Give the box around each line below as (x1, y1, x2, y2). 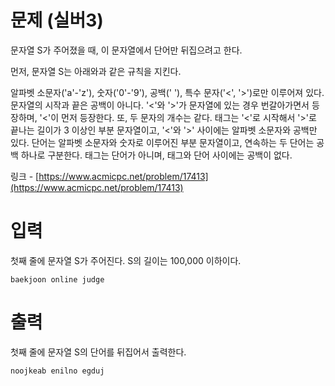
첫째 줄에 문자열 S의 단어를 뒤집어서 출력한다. (10, 346, 187, 358)
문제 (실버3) (10, 9, 104, 32)
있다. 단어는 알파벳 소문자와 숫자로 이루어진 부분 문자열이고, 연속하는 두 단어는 (10, 136, 315, 148)
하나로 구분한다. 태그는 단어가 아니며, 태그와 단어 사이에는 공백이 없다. (20, 149, 293, 161)
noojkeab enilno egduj (10, 366, 105, 376)
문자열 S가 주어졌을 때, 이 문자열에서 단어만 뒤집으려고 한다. (10, 44, 243, 56)
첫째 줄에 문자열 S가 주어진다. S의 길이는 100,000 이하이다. (10, 254, 242, 266)
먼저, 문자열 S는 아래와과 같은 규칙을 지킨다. (10, 65, 182, 77)
